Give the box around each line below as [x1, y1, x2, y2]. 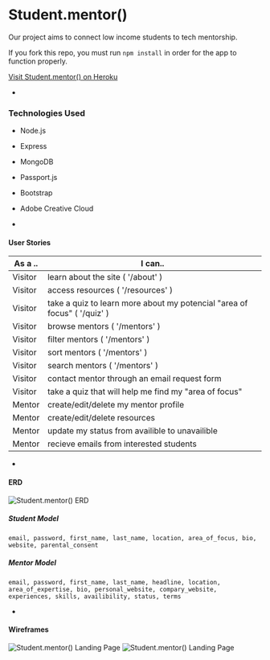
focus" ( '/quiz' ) [47, 308, 110, 319]
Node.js [19, 126, 47, 136]
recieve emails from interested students [47, 438, 197, 449]
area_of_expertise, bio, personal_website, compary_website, [8, 585, 218, 593]
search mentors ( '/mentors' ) [47, 360, 159, 371]
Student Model [8, 514, 59, 523]
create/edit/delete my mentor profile [47, 400, 185, 411]
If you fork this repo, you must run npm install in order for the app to [8, 47, 237, 57]
